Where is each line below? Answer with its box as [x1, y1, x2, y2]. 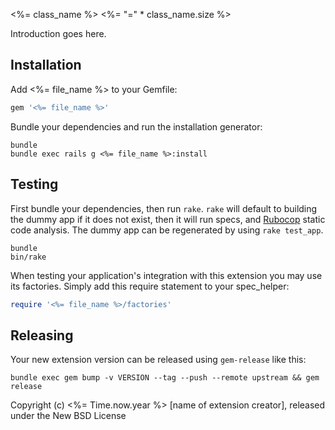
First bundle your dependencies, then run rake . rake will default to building [10, 202, 318, 214]
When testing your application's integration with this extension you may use [10, 269, 323, 281]
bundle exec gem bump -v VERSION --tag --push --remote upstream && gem [10, 373, 320, 383]
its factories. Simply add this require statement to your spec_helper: [10, 280, 290, 292]
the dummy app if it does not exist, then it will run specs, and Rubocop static [10, 213, 326, 225]
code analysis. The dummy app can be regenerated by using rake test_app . [10, 224, 324, 236]
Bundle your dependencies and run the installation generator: [10, 120, 263, 133]
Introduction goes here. [10, 28, 107, 39]
